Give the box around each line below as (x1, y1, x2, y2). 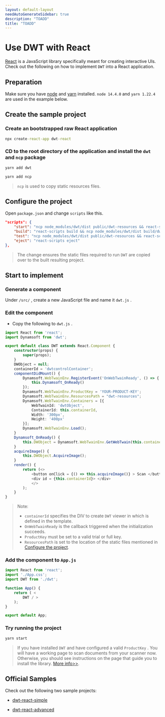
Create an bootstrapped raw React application (5, 125, 117, 132)
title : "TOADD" (5, 21, 36, 26)
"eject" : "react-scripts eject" (14, 238, 80, 243)
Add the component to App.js (5, 557, 77, 563)
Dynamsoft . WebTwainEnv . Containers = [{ (23, 398, 105, 404)
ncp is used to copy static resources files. (17, 183, 101, 189)
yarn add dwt (5, 165, 32, 170)
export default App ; (5, 613, 48, 618)
